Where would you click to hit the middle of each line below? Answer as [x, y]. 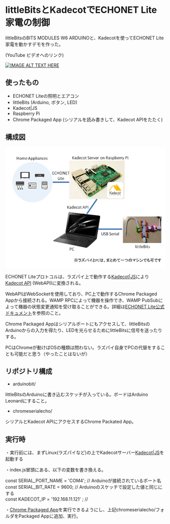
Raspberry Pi [26, 113]
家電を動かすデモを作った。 [34, 44]
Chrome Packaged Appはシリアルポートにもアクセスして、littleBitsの [78, 324]
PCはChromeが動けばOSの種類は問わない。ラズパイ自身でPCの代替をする [83, 347]
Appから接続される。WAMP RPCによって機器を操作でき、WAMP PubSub [82, 300]
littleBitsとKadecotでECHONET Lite [81, 10]
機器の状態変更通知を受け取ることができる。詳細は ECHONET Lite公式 [91, 306]
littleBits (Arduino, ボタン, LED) [45, 102]
